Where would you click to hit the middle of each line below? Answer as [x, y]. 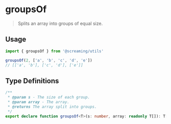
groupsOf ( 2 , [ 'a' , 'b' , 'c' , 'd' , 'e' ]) [49, 60]
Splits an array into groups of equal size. [60, 23]
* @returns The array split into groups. [52, 107]
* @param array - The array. [39, 102]
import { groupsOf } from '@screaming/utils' [54, 51]
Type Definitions [32, 81]
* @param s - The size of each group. [49, 98]
